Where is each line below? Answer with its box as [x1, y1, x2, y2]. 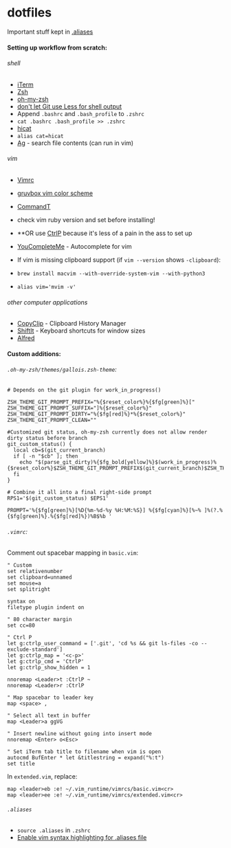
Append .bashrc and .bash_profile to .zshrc [16, 109, 145, 118]
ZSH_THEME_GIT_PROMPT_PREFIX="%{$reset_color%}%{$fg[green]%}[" [7, 399, 195, 405]
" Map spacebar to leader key [7, 694, 94, 702]
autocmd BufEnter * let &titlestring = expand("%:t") [7, 755, 165, 761]
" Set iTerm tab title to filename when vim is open [7, 748, 162, 755]
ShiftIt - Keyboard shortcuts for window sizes [16, 326, 146, 335]
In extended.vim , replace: [7, 772, 78, 781]
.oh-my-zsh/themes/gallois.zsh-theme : [7, 366, 117, 374]
